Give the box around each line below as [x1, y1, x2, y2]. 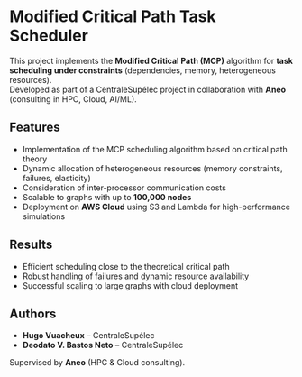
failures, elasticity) [22, 172, 92, 183]
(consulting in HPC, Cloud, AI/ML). [9, 93, 137, 105]
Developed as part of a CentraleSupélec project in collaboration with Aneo [9, 84, 287, 95]
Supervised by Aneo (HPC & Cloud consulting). [9, 357, 186, 368]
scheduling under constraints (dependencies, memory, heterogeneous [9, 65, 277, 76]
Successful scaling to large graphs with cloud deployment [22, 280, 239, 290]
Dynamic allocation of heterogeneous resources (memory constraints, [22, 162, 283, 173]
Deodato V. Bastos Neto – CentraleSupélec [22, 340, 184, 351]
